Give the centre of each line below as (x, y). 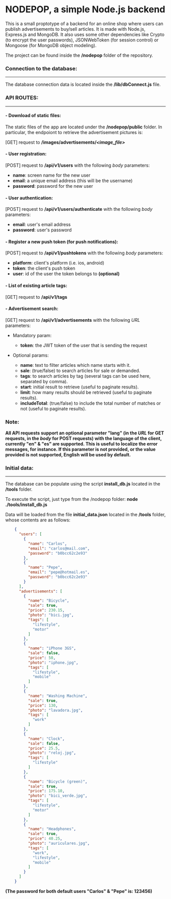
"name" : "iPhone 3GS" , (52, 648)
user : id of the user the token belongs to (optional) (66, 274)
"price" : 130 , (43, 705)
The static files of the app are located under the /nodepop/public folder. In (84, 127)
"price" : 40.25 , (45, 839)
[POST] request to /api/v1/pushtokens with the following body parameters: (84, 253)
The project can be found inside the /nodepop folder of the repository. (79, 55)
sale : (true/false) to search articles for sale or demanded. (80, 370)
